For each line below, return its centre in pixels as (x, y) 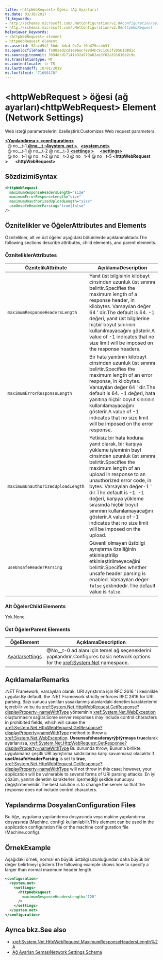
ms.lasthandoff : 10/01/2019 (33, 69)
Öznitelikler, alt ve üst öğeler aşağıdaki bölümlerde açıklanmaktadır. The (76, 237)
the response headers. (115, 349)
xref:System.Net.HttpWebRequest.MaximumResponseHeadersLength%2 (85, 942)
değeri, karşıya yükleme (116, 498)
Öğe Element (25, 642)
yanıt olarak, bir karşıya (115, 443)
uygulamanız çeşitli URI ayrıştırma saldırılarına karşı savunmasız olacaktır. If (80, 754)
